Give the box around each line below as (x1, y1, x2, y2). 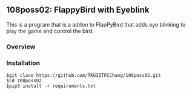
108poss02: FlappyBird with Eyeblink (6, 5, 150, 15)
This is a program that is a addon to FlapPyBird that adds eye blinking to (6, 21, 186, 28)
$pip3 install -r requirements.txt (6, 83, 96, 90)
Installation (6, 59, 41, 67)
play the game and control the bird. (6, 27, 94, 34)
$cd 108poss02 (6, 78, 42, 84)
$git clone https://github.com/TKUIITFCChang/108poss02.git (6, 73, 162, 79)
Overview (6, 42, 36, 51)
